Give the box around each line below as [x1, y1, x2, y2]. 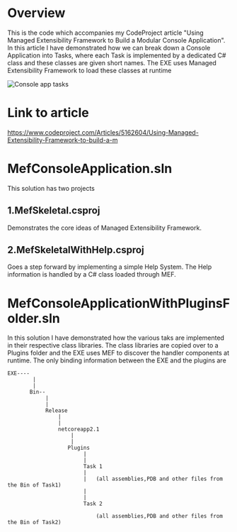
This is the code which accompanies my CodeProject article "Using [7, 28, 204, 37]
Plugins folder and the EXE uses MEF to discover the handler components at [7, 349, 230, 358]
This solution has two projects [7, 184, 96, 192]
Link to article [7, 105, 90, 121]
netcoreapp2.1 [57, 426, 100, 433]
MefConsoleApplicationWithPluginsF [7, 295, 231, 311]
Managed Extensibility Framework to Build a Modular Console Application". [7, 35, 226, 44]
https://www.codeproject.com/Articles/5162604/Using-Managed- [7, 128, 200, 136]
